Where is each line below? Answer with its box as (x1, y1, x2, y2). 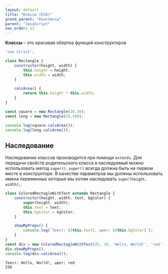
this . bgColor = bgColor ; (23, 209, 75, 214)
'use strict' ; (5, 50, 35, 55)
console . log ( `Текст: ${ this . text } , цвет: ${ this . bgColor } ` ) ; (23, 228, 153, 233)
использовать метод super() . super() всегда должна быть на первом (5, 165, 153, 171)
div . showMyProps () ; (5, 246, 46, 251)
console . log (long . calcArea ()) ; (5, 127, 70, 133)
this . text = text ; (23, 205, 61, 210)
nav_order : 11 (5, 26, 35, 31)
